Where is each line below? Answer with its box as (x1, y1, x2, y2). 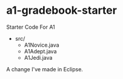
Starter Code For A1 (6, 23, 56, 31)
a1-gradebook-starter (6, 4, 117, 17)
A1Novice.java (24, 41, 59, 48)
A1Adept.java (24, 47, 57, 54)
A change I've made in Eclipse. (6, 65, 84, 72)
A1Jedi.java (24, 54, 53, 61)
